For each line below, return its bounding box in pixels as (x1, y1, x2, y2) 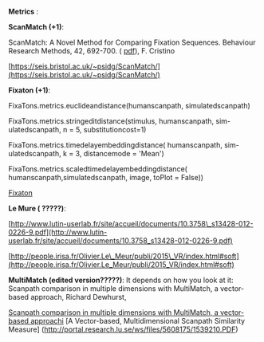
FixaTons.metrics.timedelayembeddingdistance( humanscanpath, (8, 140, 223, 150)
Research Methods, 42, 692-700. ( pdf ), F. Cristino (8, 46, 175, 55)
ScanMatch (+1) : (8, 22, 64, 31)
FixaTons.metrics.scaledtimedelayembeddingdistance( (8, 164, 187, 174)
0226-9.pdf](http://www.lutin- (8, 227, 108, 237)
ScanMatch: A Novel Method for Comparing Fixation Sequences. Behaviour (8, 37, 256, 47)
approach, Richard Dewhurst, (30, 293, 127, 301)
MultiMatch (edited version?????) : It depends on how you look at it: (8, 275, 234, 285)
